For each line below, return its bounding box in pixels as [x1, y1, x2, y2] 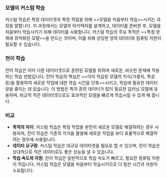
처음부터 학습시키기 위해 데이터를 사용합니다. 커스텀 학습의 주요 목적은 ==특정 [5, 29, 155, 35]
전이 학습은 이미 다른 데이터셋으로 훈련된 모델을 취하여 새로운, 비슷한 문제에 [5, 67, 151, 73]
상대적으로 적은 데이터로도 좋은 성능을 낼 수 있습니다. [12, 149, 114, 155]
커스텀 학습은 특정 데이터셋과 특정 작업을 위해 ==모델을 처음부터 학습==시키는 [5, 16, 156, 23]
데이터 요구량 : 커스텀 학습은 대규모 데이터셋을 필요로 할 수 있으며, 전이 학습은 [12, 142, 160, 148]
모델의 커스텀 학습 [5, 4, 46, 11]
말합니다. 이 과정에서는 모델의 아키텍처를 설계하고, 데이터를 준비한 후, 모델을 [14, 23, 161, 29]
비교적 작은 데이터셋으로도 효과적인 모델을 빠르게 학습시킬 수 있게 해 [19, 92, 151, 98]
